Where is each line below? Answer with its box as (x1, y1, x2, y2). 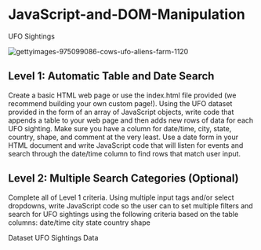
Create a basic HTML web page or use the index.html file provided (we (8, 90, 237, 100)
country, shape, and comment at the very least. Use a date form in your (8, 132, 239, 142)
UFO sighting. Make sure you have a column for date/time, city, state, (8, 123, 232, 133)
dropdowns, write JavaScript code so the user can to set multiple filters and (8, 200, 253, 210)
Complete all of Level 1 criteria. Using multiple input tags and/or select (8, 193, 234, 202)
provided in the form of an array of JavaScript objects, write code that (8, 107, 234, 116)
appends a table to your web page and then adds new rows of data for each (8, 116, 254, 125)
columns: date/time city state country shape (8, 218, 150, 227)
